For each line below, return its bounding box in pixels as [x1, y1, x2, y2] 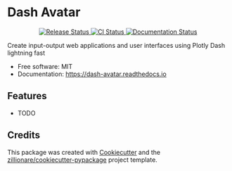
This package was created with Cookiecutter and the [7, 148, 161, 156]
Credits [7, 129, 41, 141]
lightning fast [7, 49, 46, 57]
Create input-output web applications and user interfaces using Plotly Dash [7, 41, 226, 49]
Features [7, 90, 47, 102]
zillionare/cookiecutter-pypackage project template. [7, 156, 158, 164]
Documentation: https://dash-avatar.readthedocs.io [17, 70, 167, 78]
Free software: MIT [17, 62, 73, 70]
